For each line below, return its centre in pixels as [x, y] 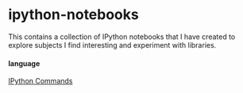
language [24, 63]
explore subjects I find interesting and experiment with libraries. [112, 45]
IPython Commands [40, 81]
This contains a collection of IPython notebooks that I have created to [122, 37]
